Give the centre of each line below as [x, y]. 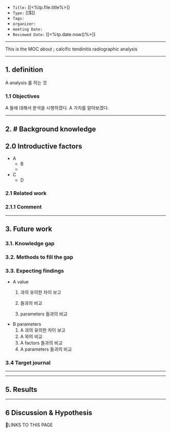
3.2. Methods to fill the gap [39, 257]
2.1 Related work [26, 193]
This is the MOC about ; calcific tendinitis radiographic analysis [71, 49]
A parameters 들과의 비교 [46, 349]
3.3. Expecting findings [35, 271]
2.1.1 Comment [24, 207]
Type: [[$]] [24, 13]
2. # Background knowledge [51, 129]
